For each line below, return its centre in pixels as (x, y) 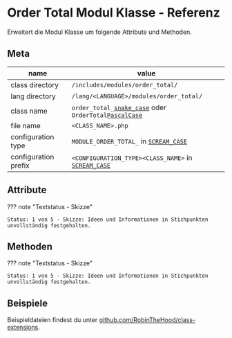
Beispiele (28, 303)
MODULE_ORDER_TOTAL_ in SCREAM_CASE (129, 141)
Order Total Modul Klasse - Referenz (114, 13)
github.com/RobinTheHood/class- (147, 320)
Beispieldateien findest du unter (52, 320)
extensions (23, 328)
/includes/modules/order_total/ (125, 85)
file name (26, 125)
